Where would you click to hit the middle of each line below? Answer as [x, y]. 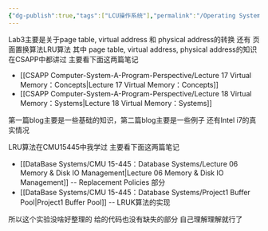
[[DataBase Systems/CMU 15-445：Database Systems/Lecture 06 [129, 163]
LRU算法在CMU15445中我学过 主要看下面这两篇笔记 [94, 147]
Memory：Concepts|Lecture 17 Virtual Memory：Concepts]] [119, 84]
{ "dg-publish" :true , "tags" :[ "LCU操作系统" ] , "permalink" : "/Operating [122, 16]
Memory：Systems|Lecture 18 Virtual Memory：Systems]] [116, 103]
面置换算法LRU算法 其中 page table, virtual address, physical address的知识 [133, 49]
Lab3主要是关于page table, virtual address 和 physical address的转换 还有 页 [134, 39]
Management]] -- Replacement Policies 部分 [93, 182]
